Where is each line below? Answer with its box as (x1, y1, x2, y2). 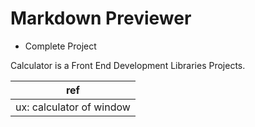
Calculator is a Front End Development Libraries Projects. (10, 59, 246, 71)
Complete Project (24, 40, 97, 52)
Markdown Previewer (10, 7, 192, 30)
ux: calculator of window (15, 100, 131, 114)
